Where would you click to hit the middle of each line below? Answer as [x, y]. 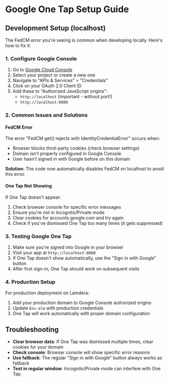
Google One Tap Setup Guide [67, 9]
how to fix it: [18, 46]
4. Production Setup [30, 282]
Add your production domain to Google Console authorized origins [82, 303]
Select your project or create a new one [54, 75]
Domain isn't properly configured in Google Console [67, 154]
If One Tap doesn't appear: [33, 197]
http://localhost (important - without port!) [66, 97]
